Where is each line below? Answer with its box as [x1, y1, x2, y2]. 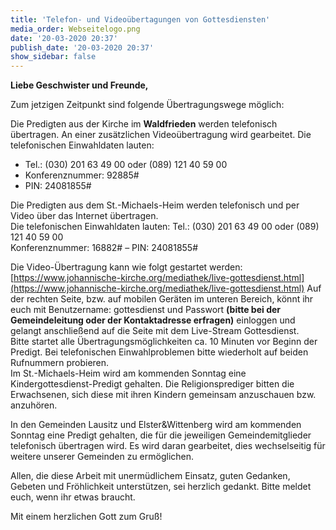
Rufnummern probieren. [10, 357, 110, 369]
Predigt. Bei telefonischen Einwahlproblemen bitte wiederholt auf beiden [10, 346, 309, 358]
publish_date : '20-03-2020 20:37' [10, 42, 155, 53]
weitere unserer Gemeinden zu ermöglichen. [10, 451, 195, 463]
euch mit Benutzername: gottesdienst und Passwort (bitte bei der [10, 304, 282, 316]
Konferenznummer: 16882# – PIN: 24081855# [10, 242, 199, 254]
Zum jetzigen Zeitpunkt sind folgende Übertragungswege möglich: [10, 99, 285, 111]
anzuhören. [10, 399, 58, 411]
